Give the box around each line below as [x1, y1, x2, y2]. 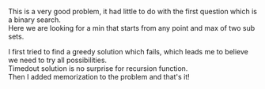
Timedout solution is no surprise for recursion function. [8, 64, 188, 73]
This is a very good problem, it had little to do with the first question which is [8, 7, 257, 16]
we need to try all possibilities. [8, 55, 108, 65]
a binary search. [8, 15, 62, 24]
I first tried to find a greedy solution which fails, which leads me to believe [8, 47, 249, 56]
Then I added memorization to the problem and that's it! [8, 72, 190, 81]
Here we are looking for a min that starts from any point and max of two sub [8, 24, 256, 32]
